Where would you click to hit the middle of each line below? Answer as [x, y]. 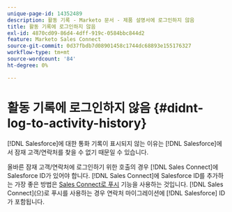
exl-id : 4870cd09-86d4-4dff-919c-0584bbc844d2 [76, 33]
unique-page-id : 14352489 [45, 14]
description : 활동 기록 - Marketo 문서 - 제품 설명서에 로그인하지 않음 [101, 20]
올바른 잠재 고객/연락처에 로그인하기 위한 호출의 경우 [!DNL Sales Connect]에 [113, 167]
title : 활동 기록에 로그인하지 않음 [52, 26]
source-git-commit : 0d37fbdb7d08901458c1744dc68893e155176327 [99, 46]
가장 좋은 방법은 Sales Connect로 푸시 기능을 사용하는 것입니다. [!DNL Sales [119, 184]
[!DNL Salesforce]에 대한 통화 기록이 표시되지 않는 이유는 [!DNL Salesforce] [112, 143]
